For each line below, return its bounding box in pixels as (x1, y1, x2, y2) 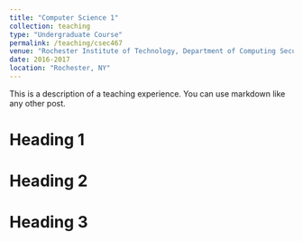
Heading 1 (9, 130, 86, 150)
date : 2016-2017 (9, 55, 70, 64)
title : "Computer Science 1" (9, 13, 119, 23)
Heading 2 (9, 171, 88, 191)
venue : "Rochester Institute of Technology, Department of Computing (9, 47, 277, 56)
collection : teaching (9, 22, 91, 31)
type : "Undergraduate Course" (9, 30, 124, 39)
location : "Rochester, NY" (9, 64, 111, 73)
